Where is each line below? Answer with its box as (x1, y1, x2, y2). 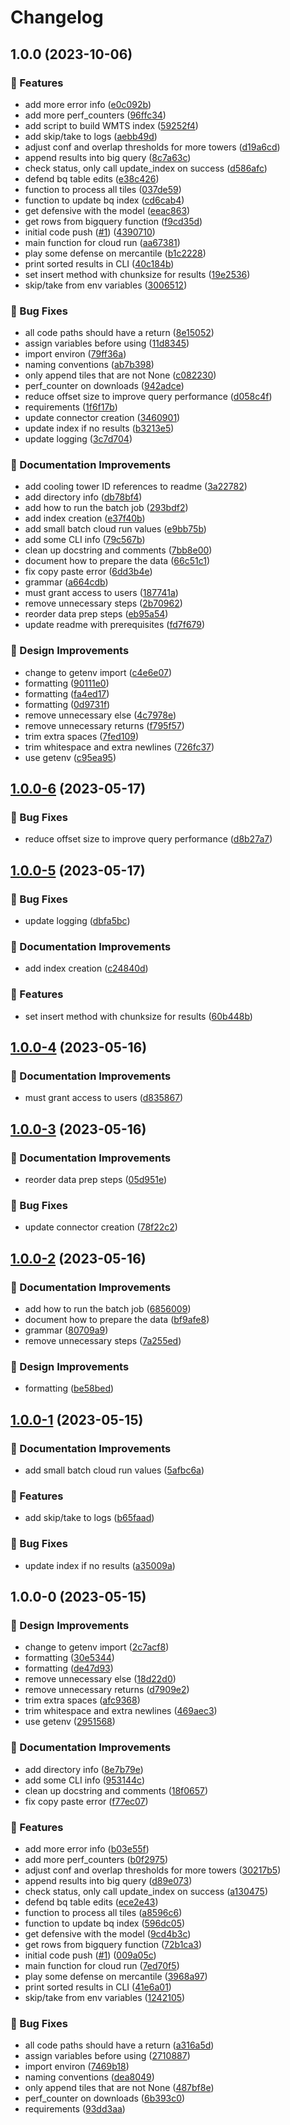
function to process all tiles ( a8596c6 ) (24, 1906, 183, 1918)
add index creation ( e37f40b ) (24, 512, 146, 525)
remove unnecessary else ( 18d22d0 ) (24, 1673, 177, 1685)
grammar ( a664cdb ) (24, 576, 109, 588)
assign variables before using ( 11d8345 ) (24, 337, 190, 350)
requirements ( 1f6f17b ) (24, 401, 118, 413)
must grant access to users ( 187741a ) (24, 587, 179, 599)
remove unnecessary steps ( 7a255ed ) (24, 1335, 182, 1347)
